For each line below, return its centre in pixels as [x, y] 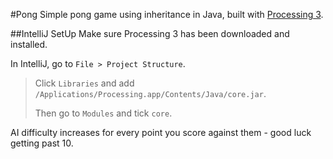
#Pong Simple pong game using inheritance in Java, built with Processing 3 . [167, 14]
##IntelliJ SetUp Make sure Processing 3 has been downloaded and [150, 33]
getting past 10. [42, 143]
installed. [29, 44]
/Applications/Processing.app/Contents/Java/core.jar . [150, 93]
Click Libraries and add [84, 83]
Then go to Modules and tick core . [103, 113]
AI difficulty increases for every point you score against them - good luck [161, 132]
